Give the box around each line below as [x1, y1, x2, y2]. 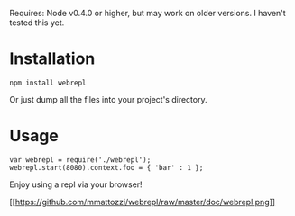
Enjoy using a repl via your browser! [9, 179, 143, 190]
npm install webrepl [9, 78, 88, 87]
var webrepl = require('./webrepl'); [9, 155, 152, 165]
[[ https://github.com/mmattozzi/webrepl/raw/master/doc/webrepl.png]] [9, 196, 276, 207]
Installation [9, 49, 96, 69]
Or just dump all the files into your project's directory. [9, 94, 207, 104]
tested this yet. [9, 17, 65, 28]
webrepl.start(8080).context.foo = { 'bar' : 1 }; [9, 163, 204, 172]
